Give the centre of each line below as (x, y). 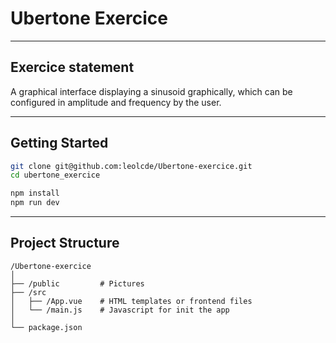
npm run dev (35, 203)
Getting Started (59, 143)
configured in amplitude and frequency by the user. (116, 102)
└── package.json (46, 327)
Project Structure (65, 243)
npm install (35, 193)
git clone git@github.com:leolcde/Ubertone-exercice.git (131, 166)
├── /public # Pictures (77, 283)
